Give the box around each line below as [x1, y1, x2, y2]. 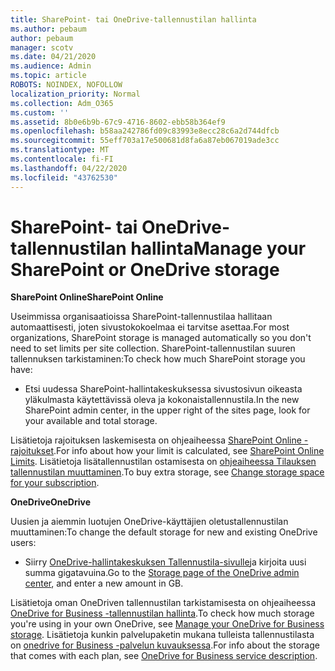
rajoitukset [10, 445, 54, 457]
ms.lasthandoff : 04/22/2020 [10, 163, 128, 173]
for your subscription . [10, 477, 100, 489]
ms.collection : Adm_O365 [10, 98, 114, 108]
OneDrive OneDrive [10, 496, 91, 508]
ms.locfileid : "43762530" [10, 172, 118, 183]
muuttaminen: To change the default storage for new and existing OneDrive [10, 526, 318, 538]
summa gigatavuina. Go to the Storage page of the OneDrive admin [24, 567, 300, 579]
